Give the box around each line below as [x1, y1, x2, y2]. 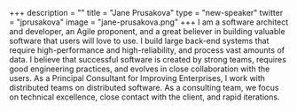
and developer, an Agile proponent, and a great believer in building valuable [9, 26, 285, 36]
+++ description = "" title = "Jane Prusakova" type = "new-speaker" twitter [9, 8, 284, 18]
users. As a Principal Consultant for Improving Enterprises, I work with [9, 73, 266, 83]
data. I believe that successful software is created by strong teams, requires [9, 55, 286, 64]
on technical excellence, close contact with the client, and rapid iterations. [9, 92, 280, 102]
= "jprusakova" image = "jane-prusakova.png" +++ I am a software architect [9, 17, 289, 27]
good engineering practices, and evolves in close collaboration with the [9, 63, 270, 74]
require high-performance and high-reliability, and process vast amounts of [9, 45, 285, 55]
